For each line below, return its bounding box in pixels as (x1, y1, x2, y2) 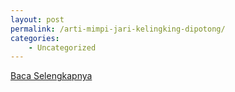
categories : (10, 33, 60, 43)
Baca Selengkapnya (10, 70, 93, 82)
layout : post (10, 14, 65, 25)
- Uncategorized (28, 42, 97, 53)
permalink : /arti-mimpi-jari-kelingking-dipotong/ (10, 24, 226, 34)
